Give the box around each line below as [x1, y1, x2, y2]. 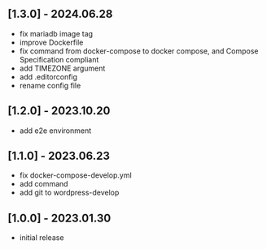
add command [19, 179, 68, 189]
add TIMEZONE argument [19, 63, 106, 73]
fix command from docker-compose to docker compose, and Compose [19, 45, 259, 56]
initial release [19, 233, 64, 243]
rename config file [19, 80, 81, 90]
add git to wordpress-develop [19, 187, 120, 198]
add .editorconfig [19, 71, 78, 81]
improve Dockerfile [19, 37, 84, 47]
